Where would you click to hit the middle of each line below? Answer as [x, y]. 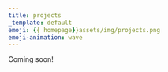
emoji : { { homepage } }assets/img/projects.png [84, 30]
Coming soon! [31, 59]
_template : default [40, 23]
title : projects [35, 15]
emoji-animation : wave [45, 37]
